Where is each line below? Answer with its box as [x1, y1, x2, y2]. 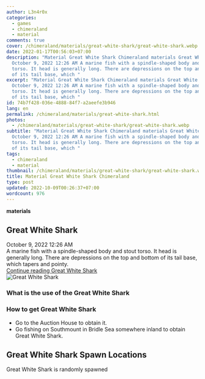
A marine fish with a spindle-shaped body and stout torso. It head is [6, 248, 177, 255]
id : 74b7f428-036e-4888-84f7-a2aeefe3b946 [6, 99, 116, 106]
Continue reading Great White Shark [6, 267, 98, 275]
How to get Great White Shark [6, 305, 96, 314]
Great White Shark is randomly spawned [6, 366, 108, 373]
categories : [6, 15, 37, 21]
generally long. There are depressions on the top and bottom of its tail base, [6, 254, 198, 261]
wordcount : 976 [6, 190, 45, 197]
